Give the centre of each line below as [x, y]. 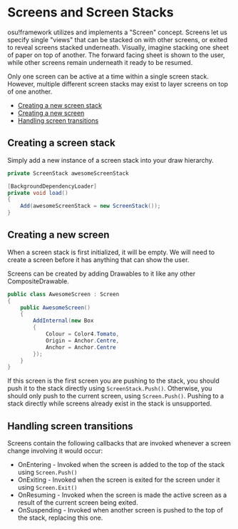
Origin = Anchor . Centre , [82, 341]
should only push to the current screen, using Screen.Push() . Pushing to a [116, 396]
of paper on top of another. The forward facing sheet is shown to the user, [116, 55]
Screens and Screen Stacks [90, 12]
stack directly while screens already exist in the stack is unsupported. [110, 403]
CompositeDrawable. [38, 281]
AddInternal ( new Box [63, 321]
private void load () [38, 193]
